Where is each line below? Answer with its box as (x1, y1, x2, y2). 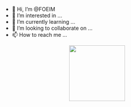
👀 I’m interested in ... (11, 12, 63, 19)
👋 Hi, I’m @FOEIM (11, 6, 55, 12)
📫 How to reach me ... (11, 32, 67, 38)
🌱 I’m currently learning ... (11, 18, 76, 25)
